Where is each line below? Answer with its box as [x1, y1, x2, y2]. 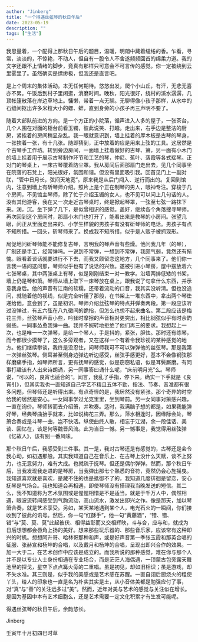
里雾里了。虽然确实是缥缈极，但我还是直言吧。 [6, 70, 120, 77]
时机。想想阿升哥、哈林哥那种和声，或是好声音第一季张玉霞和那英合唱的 [16, 534, 192, 541]
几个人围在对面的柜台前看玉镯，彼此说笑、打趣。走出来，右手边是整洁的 [6, 125, 181, 132]
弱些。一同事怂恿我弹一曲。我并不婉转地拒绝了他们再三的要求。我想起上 [6, 322, 181, 329]
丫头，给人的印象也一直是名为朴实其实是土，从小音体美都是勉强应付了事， [6, 578, 187, 585]
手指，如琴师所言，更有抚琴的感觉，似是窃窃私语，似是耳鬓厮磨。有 [21, 359, 187, 366]
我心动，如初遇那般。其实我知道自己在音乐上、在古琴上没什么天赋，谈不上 [6, 453, 187, 460]
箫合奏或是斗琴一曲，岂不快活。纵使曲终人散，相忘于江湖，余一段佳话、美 [6, 418, 187, 425]
